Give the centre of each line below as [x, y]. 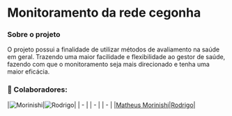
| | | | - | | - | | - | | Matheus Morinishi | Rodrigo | [101, 105]
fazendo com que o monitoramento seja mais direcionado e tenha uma [109, 65]
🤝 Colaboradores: [37, 90]
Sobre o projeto [34, 35]
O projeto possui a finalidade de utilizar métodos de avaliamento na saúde [114, 49]
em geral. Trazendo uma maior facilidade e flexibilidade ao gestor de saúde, [116, 57]
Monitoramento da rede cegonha [104, 13]
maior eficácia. [29, 72]
